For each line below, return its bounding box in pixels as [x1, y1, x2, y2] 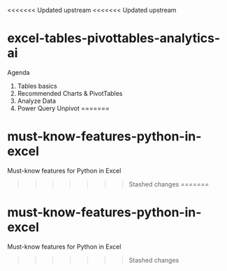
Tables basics [17, 82, 57, 90]
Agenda [7, 68, 30, 76]
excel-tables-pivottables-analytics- [7, 31, 221, 46]
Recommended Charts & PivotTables [17, 89, 123, 97]
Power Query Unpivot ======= [17, 104, 110, 112]
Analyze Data [17, 96, 57, 105]
